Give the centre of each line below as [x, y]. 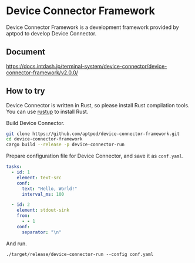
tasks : [14, 167]
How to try [26, 91]
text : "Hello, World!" [49, 189]
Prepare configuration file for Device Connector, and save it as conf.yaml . [95, 156]
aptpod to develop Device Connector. [51, 33]
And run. [17, 244]
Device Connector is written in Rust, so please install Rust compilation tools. [98, 105]
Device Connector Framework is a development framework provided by [93, 27]
